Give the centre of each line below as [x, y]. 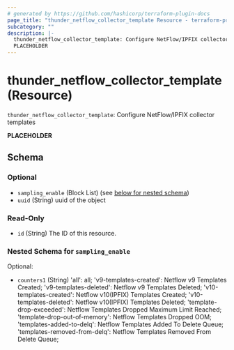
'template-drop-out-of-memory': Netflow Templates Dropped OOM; [115, 317]
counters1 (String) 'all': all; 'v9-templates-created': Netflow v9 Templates [122, 280]
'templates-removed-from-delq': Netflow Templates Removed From [114, 332]
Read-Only [26, 218]
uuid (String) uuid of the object [61, 200]
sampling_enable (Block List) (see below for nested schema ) [103, 192]
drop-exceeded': [41, 310]
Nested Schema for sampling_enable [69, 251]
